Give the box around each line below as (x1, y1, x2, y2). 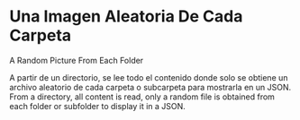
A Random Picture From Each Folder (9, 55, 144, 65)
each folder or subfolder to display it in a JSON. (9, 100, 186, 111)
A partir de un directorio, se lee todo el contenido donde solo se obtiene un (9, 72, 288, 82)
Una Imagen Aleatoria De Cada (9, 6, 243, 27)
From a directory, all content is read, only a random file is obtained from (9, 91, 275, 102)
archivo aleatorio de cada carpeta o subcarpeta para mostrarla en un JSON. (9, 81, 292, 92)
